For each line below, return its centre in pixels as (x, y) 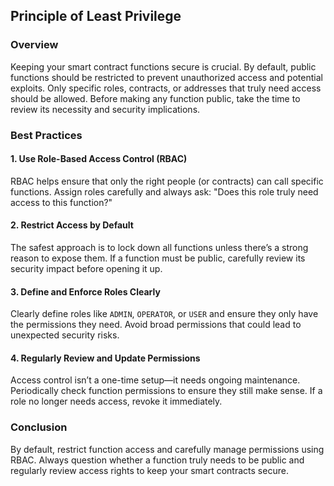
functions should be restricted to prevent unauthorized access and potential (166, 77)
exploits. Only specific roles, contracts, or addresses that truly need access (166, 88)
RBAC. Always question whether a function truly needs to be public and (157, 460)
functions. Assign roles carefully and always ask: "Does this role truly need (164, 191)
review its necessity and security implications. (105, 109)
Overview (34, 45)
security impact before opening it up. (86, 269)
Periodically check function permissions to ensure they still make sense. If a (166, 391)
